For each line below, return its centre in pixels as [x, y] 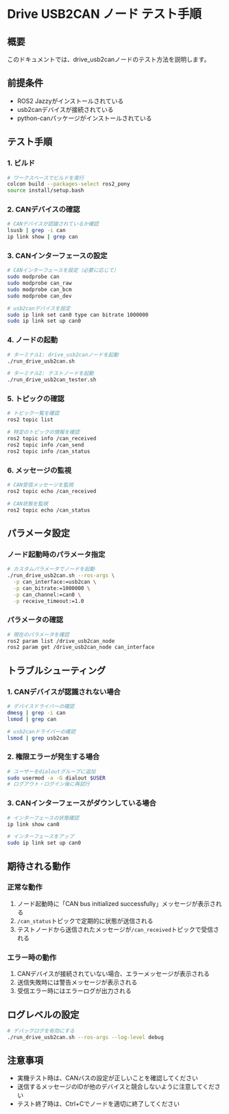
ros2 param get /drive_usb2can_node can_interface [81, 647]
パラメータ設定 [39, 533]
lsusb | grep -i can [37, 231]
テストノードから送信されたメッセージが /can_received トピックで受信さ [118, 929]
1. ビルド [21, 163]
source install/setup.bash [46, 191]
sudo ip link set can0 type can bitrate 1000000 [78, 315]
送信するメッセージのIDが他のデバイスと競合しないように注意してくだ [116, 1087]
